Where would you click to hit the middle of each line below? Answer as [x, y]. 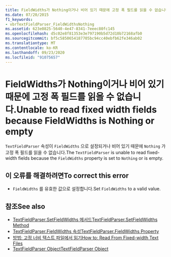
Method [21, 225]
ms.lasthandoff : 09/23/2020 [35, 52]
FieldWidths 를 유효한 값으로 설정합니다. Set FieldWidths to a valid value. [87, 189]
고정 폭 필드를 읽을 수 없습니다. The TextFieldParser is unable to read [76, 153]
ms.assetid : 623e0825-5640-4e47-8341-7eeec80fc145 [60, 29]
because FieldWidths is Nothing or [80, 121]
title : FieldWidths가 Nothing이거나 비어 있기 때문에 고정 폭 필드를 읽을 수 [79, 10]
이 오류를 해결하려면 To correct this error [67, 175]
